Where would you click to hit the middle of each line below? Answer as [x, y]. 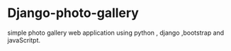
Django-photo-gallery [73, 13]
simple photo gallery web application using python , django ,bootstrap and [116, 33]
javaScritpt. [24, 40]
